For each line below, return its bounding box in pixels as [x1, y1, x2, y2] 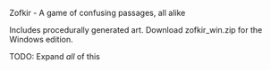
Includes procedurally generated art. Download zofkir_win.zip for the [9, 25, 263, 35]
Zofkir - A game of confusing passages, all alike [9, 8, 186, 18]
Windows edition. [9, 35, 73, 44]
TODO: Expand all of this [9, 51, 100, 61]
